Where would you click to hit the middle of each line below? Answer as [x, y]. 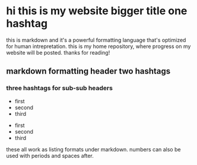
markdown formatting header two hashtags [88, 72]
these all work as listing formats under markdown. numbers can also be [93, 149]
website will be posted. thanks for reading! [58, 52]
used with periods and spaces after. [50, 156]
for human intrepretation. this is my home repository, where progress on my [99, 46]
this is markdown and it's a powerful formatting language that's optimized [96, 40]
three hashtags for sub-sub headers [59, 88]
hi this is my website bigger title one [97, 11]
